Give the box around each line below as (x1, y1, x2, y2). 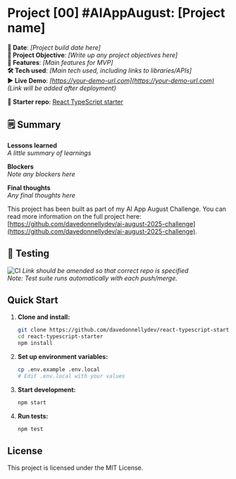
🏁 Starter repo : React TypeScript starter (7, 97, 123, 106)
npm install (17, 340, 53, 347)
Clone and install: (17, 313, 70, 322)
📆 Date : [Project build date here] (7, 43, 101, 51)
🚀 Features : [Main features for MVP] (7, 58, 113, 66)
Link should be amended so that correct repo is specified (22, 266, 189, 274)
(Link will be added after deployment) (7, 83, 116, 92)
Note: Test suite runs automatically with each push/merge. (7, 274, 178, 282)
